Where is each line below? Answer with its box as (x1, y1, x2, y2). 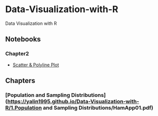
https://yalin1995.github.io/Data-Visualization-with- (7, 98, 139, 105)
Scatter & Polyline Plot (12, 62, 59, 68)
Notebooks (5, 35, 41, 44)
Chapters (5, 76, 35, 85)
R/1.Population (5, 104, 42, 111)
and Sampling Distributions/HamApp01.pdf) (43, 104, 153, 111)
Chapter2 (5, 50, 29, 57)
